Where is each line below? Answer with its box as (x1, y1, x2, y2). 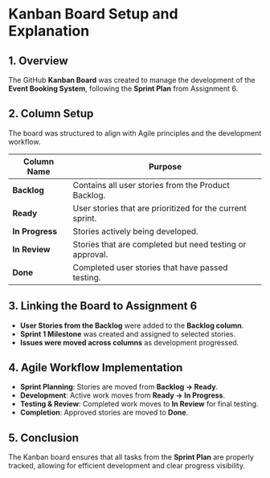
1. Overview (8, 54, 68, 67)
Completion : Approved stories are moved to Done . (19, 407, 189, 418)
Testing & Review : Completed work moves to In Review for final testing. (19, 399, 259, 409)
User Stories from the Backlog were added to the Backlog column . (19, 321, 244, 330)
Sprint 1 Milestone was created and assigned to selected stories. (19, 329, 236, 338)
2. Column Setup (8, 107, 94, 121)
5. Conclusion (8, 431, 79, 444)
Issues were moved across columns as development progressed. (19, 337, 239, 347)
